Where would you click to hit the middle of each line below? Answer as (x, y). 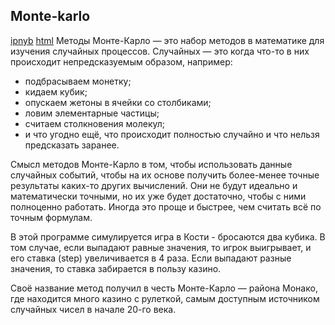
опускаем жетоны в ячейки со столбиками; (118, 102)
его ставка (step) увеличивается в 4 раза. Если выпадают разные (151, 258)
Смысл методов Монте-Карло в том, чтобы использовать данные (151, 164)
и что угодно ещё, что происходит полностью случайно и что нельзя (172, 134)
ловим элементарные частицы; (92, 113)
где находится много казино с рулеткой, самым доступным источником (165, 298)
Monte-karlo (50, 16)
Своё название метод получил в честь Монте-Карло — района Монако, (164, 288)
